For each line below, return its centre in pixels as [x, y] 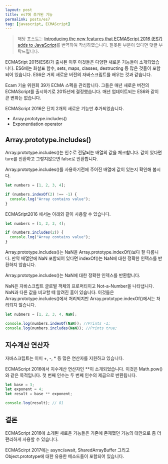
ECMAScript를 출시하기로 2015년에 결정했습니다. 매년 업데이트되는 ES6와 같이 [82, 91]
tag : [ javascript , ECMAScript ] [38, 24]
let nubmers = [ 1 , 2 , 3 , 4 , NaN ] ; [41, 315]
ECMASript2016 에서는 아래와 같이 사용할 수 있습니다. [58, 214]
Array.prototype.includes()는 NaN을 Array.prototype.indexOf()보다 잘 [75, 252]
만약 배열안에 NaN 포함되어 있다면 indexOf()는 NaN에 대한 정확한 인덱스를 [84, 258]
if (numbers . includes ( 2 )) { [34, 233]
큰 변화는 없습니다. [23, 98]
